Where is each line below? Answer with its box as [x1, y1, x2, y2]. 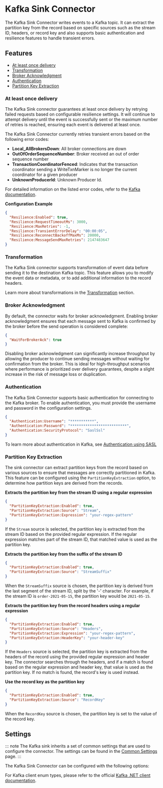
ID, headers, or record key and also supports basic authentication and [5, 30, 145, 36]
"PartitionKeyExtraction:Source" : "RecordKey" [9, 697, 105, 703]
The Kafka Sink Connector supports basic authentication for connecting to [5, 394, 154, 400]
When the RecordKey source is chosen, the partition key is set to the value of [5, 710, 157, 716]
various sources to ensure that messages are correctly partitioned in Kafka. [5, 470, 156, 476]
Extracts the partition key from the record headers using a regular [5, 603, 140, 609]
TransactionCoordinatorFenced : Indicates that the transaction [12, 161, 138, 167]
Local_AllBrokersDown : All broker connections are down [12, 146, 127, 152]
